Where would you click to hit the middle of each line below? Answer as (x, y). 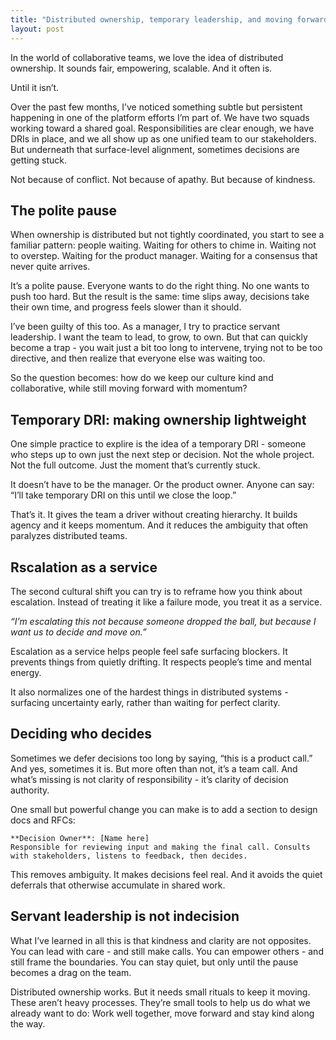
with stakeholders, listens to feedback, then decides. (129, 856)
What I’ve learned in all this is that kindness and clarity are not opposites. (161, 940)
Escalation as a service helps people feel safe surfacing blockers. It (149, 651)
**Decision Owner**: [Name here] (80, 838)
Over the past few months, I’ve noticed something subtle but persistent (156, 107)
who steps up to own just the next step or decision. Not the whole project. (162, 455)
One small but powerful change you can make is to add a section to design (164, 809)
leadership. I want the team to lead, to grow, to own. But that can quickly (159, 337)
